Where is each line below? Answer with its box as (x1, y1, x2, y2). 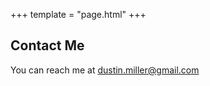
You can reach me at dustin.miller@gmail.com (10, 64, 200, 76)
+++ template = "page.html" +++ (10, 9, 147, 20)
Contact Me (10, 37, 85, 54)
